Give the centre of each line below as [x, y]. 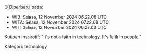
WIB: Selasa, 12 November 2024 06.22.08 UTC [59, 17]
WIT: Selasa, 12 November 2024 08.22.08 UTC [59, 27]
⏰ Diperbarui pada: [24, 7]
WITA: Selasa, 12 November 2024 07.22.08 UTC [60, 22]
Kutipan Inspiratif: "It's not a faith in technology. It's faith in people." [73, 37]
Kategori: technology [26, 46]
